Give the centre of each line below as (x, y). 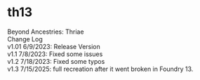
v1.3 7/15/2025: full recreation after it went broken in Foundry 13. (100, 69)
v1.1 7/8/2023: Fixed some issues (55, 54)
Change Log (25, 39)
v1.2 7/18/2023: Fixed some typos (56, 61)
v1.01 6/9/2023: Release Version (54, 46)
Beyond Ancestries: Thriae (46, 32)
